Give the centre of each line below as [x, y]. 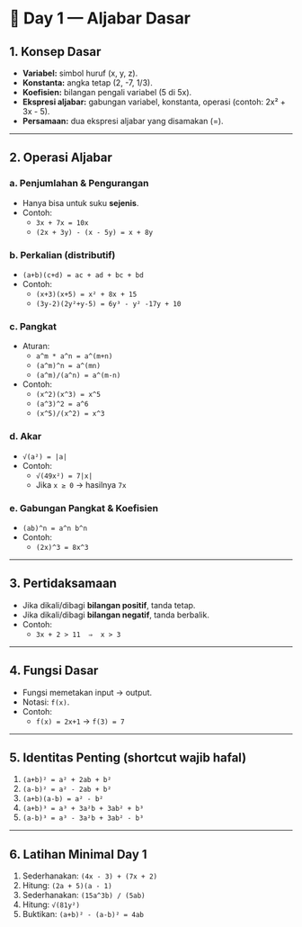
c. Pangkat [33, 326]
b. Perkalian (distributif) [62, 255]
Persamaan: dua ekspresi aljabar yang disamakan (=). [123, 121]
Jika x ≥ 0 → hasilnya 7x [81, 484]
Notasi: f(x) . [46, 702]
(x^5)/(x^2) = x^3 [70, 414]
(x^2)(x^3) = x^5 [68, 395]
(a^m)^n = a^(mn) [68, 366]
